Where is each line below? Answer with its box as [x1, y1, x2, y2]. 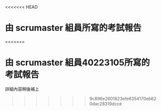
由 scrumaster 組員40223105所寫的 [5, 57, 150, 68]
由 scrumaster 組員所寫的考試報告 [5, 23, 142, 33]
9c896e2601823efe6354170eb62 [89, 96, 157, 101]
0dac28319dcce [89, 101, 122, 107]
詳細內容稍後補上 [5, 86, 39, 92]
